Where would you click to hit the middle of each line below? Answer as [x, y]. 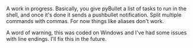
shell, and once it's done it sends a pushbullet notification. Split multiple [94, 15]
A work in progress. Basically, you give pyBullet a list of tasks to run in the [96, 9]
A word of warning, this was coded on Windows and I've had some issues [96, 33]
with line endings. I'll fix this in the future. [56, 39]
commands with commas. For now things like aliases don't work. [85, 21]
